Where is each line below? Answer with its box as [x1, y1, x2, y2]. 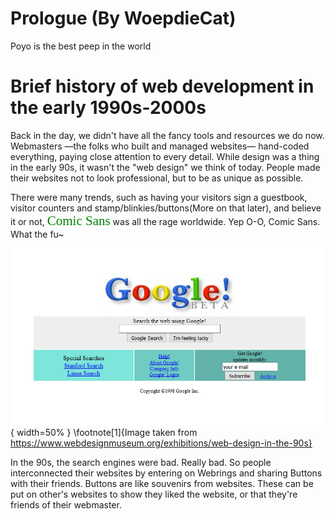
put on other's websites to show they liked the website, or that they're [10, 488, 298, 501]
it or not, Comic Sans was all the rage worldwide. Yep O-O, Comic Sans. [10, 212, 321, 229]
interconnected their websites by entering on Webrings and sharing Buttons [10, 467, 323, 479]
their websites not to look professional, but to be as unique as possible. [10, 172, 304, 184]
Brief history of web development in [10, 75, 315, 98]
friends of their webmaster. [10, 499, 122, 511]
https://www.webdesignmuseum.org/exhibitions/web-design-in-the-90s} [10, 437, 313, 449]
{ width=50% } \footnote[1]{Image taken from [10, 427, 198, 439]
